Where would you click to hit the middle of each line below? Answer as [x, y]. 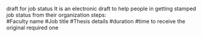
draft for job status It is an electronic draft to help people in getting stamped [101, 9]
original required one [33, 27]
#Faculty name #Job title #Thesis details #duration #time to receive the [96, 21]
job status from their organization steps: [56, 15]
